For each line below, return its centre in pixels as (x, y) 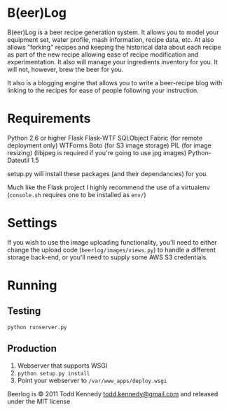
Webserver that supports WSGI (62, 366)
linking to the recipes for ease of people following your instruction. (103, 90)
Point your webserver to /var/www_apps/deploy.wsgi (92, 380)
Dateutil (19, 160)
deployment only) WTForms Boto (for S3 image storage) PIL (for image (109, 145)
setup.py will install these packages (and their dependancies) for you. (108, 173)
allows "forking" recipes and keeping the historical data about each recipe (114, 47)
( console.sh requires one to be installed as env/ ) (77, 194)
